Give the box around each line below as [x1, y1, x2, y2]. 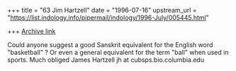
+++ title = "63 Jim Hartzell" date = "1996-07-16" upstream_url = [7, 6, 197, 14]
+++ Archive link [7, 27, 56, 35]
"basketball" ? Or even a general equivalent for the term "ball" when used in [7, 49, 229, 56]
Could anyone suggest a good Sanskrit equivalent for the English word [7, 41, 213, 49]
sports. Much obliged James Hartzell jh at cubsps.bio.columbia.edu [7, 56, 204, 64]
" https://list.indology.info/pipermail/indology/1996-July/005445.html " [7, 13, 209, 22]
